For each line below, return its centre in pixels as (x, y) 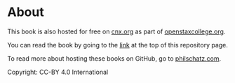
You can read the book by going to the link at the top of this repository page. (117, 45)
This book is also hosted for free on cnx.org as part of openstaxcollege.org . (116, 31)
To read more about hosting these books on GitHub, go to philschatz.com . (114, 58)
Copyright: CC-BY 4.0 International (58, 72)
